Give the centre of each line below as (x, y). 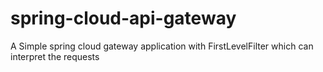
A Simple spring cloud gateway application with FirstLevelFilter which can (162, 46)
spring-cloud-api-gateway (123, 18)
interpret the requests (55, 56)
